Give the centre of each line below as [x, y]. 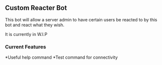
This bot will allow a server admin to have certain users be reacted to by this [81, 19]
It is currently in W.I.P [26, 34]
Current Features [26, 47]
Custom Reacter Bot [36, 8]
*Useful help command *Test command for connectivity [61, 57]
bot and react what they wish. [35, 25]
